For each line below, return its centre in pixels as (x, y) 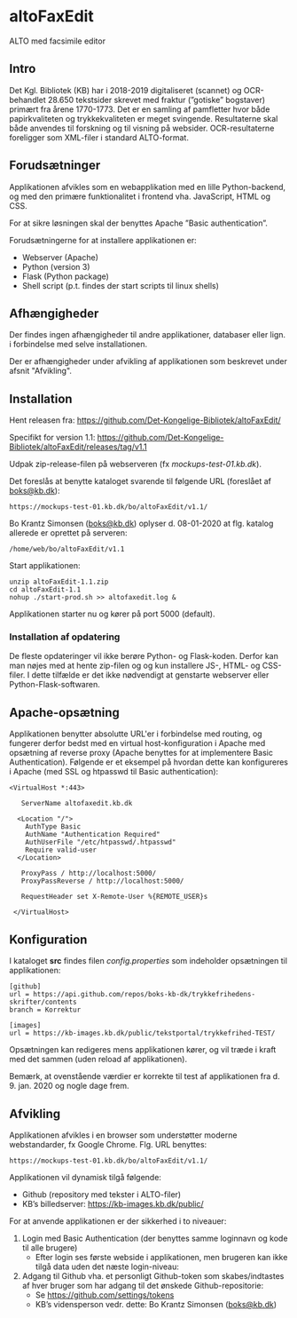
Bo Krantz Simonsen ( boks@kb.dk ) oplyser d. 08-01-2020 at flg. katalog (141, 524)
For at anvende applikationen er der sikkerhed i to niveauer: (118, 1221)
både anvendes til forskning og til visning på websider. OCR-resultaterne (142, 128)
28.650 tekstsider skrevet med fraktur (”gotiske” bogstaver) (156, 99)
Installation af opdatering (65, 637)
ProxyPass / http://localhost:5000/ (89, 873)
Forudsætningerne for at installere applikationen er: (103, 240)
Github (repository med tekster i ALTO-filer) (102, 1194)
